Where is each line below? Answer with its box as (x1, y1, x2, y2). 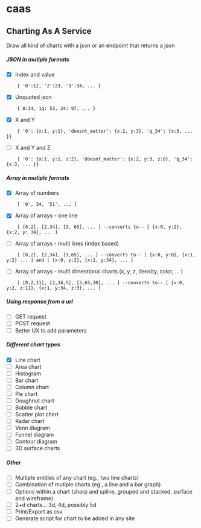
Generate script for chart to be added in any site (14, 515, 135, 522)
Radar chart (14, 418, 45, 425)
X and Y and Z (14, 144, 51, 151)
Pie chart (14, 390, 38, 397)
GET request (14, 313, 46, 320)
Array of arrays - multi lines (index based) (14, 240, 120, 247)
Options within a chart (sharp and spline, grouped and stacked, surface (14, 488, 193, 495)
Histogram (14, 370, 41, 377)
